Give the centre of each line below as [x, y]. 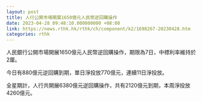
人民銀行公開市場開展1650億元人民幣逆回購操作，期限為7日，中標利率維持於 [101, 53]
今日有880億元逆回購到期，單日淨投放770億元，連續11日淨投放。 [87, 72]
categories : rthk [28, 34]
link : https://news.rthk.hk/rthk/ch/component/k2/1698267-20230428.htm [98, 29]
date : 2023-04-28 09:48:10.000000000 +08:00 [63, 23]
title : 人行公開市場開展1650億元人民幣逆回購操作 [62, 18]
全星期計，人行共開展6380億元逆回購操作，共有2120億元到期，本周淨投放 [98, 86]
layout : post [23, 12]
